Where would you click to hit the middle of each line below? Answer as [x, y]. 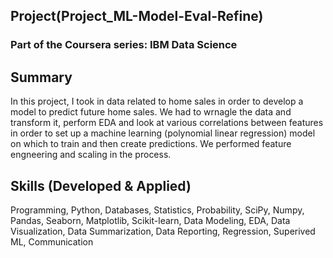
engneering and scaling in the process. [91, 155]
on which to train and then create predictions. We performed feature [151, 144]
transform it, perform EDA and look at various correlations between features [167, 123]
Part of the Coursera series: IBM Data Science [124, 45]
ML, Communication [52, 241]
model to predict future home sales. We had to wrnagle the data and [151, 112]
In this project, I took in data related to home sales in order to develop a [157, 101]
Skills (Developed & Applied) [101, 185]
